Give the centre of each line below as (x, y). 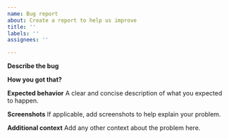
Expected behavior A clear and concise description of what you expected (115, 93)
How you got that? (35, 80)
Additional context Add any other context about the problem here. (104, 128)
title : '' (22, 27)
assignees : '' (28, 40)
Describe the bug (33, 66)
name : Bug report (33, 14)
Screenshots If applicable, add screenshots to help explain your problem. (114, 114)
